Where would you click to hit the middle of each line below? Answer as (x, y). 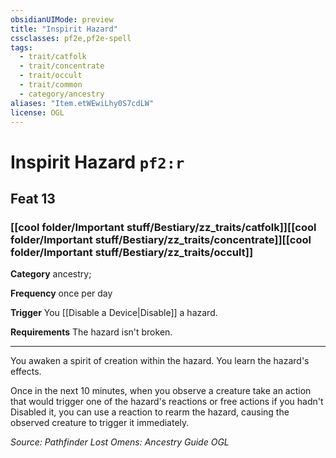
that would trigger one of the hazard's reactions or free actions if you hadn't (167, 402)
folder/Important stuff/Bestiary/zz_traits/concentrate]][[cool (161, 239)
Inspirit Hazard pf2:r (97, 162)
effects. (26, 372)
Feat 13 (33, 198)
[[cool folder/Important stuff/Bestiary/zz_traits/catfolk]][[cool (163, 227)
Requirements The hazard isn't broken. (91, 332)
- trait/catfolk (53, 57)
